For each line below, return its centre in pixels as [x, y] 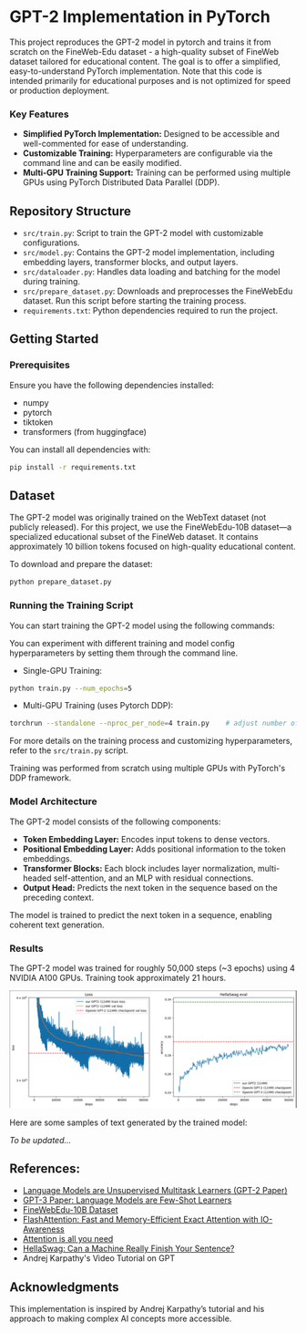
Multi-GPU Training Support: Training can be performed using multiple [157, 173]
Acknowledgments [65, 1287]
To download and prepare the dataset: [81, 564]
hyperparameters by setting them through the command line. [124, 653]
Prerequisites [40, 365]
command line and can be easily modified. [102, 163]
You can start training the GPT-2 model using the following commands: [142, 625]
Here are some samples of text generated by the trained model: [128, 1122]
